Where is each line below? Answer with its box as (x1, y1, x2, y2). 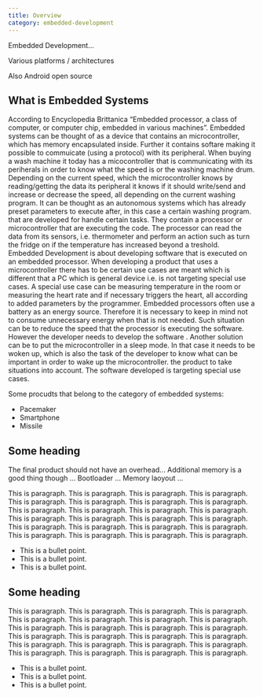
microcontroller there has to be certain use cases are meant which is (8, 265, 230, 275)
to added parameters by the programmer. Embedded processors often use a (8, 298, 255, 308)
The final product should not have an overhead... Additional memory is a (8, 465, 242, 475)
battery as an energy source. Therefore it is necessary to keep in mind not (8, 307, 248, 317)
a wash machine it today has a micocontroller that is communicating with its (8, 157, 254, 166)
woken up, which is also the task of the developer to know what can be (8, 349, 238, 358)
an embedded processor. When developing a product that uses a (8, 257, 218, 266)
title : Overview (8, 11, 61, 20)
